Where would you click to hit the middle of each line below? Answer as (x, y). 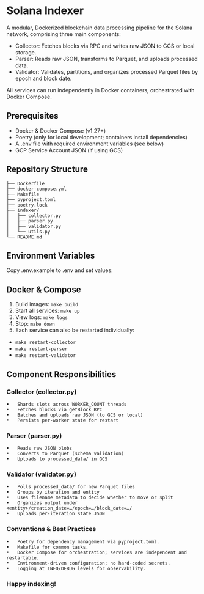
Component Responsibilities (61, 374)
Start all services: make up (47, 311)
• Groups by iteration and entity (53, 493)
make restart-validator (46, 356)
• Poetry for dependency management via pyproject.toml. (83, 541)
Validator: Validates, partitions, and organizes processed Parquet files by (107, 71)
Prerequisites (32, 116)
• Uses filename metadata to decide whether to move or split (90, 498)
